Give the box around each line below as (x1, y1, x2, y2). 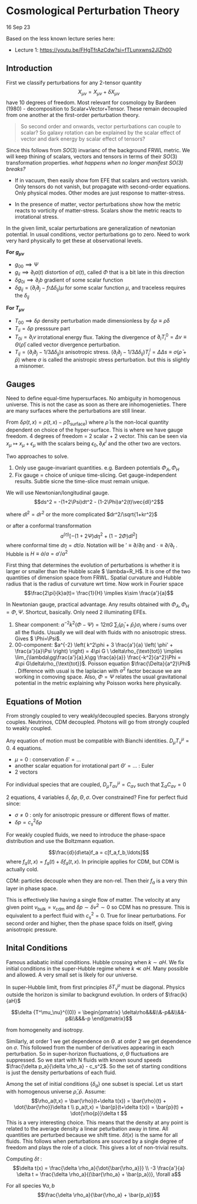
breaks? (6, 165, 26, 172)
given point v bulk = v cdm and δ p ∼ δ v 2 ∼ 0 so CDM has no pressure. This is (6, 902, 190, 912)
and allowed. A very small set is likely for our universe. (6, 971, 138, 978)
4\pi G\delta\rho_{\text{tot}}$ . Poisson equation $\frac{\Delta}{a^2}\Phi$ (14, 660, 191, 667)
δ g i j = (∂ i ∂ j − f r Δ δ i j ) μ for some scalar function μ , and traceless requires (14, 284, 186, 292)
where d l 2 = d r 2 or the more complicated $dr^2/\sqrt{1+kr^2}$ (6, 510, 158, 518)
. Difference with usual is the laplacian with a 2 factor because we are (14, 666, 182, 674)
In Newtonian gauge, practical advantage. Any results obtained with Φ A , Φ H (6, 601, 189, 610)
